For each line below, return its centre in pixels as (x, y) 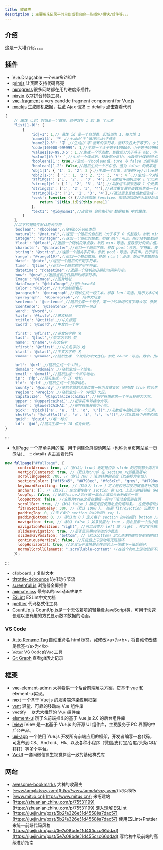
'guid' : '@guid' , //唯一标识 (41, 419)
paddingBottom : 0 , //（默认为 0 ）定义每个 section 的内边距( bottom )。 (89, 517)
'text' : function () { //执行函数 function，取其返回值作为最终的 (93, 198)
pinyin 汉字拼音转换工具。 (38, 96)
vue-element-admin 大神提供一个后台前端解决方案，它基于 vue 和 (78, 688)
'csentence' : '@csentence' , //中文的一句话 (55, 306)
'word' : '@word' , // (33, 311)
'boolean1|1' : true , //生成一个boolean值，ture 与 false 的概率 (92, 161)
